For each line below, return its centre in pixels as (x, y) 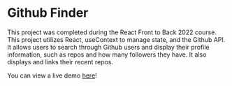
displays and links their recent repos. (60, 62)
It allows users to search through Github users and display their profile (108, 47)
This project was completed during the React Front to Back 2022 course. (112, 32)
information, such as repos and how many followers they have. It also (107, 55)
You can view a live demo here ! (52, 76)
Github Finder (48, 13)
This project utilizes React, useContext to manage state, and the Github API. (116, 39)
